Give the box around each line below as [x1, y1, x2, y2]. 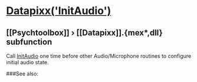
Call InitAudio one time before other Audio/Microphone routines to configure [6, 53, 192, 60]
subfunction [6, 37, 52, 47]
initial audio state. [6, 59, 49, 65]
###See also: [6, 70, 38, 77]
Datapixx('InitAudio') [6, 4, 111, 18]
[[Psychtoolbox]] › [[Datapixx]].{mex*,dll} [6, 28, 163, 38]
